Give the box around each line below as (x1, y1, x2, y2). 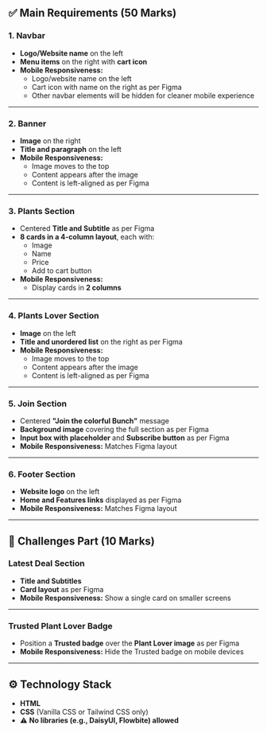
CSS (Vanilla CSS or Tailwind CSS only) (19, 707, 149, 716)
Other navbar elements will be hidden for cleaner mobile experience (31, 91, 255, 100)
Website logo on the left (19, 487, 100, 497)
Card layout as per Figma (19, 584, 104, 594)
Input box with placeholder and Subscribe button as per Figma (19, 433, 230, 443)
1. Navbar (8, 30, 46, 41)
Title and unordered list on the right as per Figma (19, 337, 183, 346)
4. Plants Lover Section (8, 310, 99, 322)
